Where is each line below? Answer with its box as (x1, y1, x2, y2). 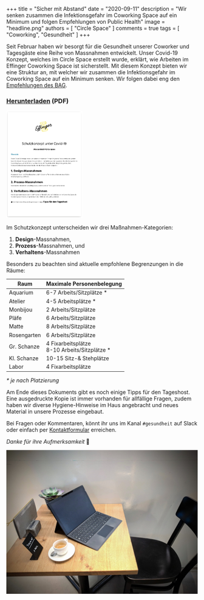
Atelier (8, 298, 25, 305)
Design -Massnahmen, (15, 235, 72, 243)
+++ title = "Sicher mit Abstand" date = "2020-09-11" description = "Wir (6, 5, 187, 12)
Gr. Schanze (8, 343, 40, 351)
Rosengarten (8, 331, 41, 338)
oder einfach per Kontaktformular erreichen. (6, 426, 117, 433)
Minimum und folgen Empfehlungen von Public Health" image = (6, 18, 166, 25)
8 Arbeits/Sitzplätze (46, 323, 96, 330)
